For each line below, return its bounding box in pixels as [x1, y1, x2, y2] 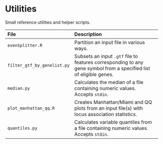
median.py [7, 86, 30, 91]
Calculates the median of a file [74, 79, 144, 86]
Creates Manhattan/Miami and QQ [74, 99, 152, 105]
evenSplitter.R [7, 43, 43, 48]
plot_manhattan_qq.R [7, 105, 55, 111]
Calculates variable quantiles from [74, 118, 152, 125]
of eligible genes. [74, 71, 114, 78]
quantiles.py [7, 125, 38, 131]
